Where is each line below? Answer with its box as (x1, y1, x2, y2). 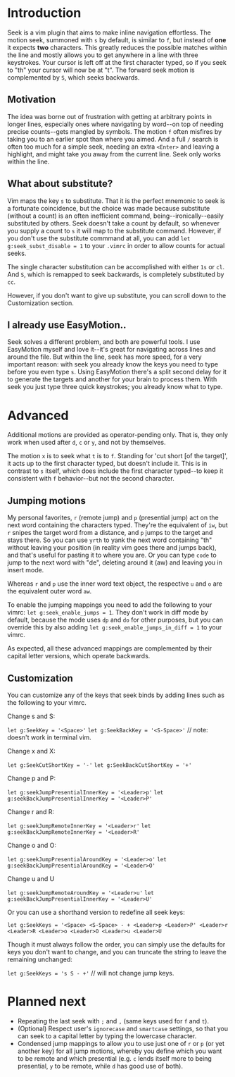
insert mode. (7, 566, 44, 574)
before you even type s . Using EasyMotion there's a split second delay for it (7, 368, 227, 376)
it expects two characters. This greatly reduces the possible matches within (7, 43, 227, 51)
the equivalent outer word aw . (7, 587, 92, 596)
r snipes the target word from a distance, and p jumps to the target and (7, 529, 213, 537)
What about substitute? (7, 178, 113, 190)
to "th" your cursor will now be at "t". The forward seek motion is (7, 66, 195, 74)
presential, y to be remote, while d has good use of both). (17, 1061, 183, 1070)
